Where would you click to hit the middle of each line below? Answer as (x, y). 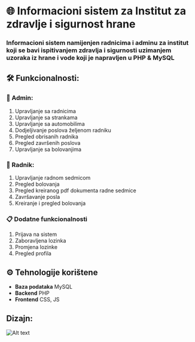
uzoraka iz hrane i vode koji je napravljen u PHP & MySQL (90, 58)
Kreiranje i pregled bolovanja (50, 203)
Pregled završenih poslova (48, 143)
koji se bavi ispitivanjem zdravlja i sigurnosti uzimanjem (89, 50)
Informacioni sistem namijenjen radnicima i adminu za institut (97, 43)
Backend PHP (32, 293)
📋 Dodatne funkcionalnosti (47, 219)
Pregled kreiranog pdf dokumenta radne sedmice (75, 190)
